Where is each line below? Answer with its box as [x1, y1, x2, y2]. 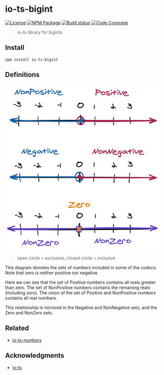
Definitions [5, 70, 40, 79]
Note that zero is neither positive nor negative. [5, 270, 99, 276]
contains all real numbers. [5, 295, 57, 301]
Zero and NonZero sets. [5, 310, 53, 315]
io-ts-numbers [12, 337, 42, 343]
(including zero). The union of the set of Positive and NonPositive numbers [5, 289, 156, 296]
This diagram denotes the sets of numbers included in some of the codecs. [5, 264, 157, 270]
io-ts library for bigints [17, 29, 62, 35]
